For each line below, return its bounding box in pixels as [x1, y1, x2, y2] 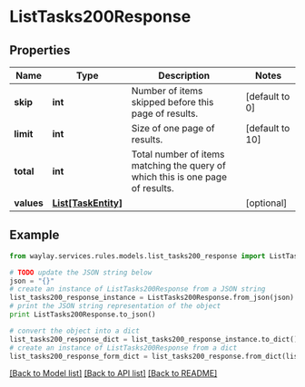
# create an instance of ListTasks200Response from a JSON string [9, 285, 266, 294]
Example [9, 227, 60, 243]
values [14, 197, 44, 209]
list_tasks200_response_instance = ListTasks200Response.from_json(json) [9, 293, 295, 303]
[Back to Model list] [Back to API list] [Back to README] [9, 368, 218, 379]
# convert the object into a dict [9, 326, 141, 335]
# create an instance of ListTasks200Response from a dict [9, 343, 238, 353]
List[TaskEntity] [52, 197, 123, 209]
